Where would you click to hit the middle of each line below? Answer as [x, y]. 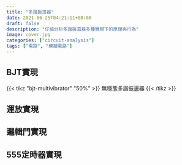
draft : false [23, 23]
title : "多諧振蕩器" [30, 12]
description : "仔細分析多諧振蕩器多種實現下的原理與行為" [73, 29]
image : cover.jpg [28, 35]
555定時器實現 [34, 154]
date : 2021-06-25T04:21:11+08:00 [49, 18]
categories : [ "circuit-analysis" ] [51, 40]
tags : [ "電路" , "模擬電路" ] [39, 46]
